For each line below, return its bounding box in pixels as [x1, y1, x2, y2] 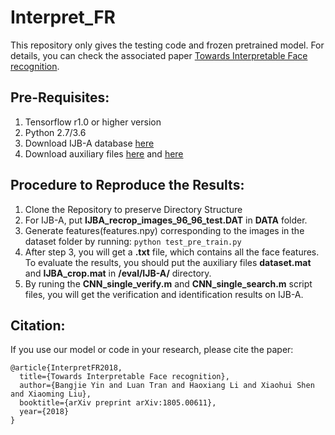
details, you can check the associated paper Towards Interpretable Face [10, 49, 308, 61]
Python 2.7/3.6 [24, 126, 87, 138]
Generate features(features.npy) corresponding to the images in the [24, 224, 305, 236]
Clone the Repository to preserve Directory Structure [24, 203, 243, 215]
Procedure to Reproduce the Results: [10, 177, 245, 194]
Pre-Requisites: [10, 89, 110, 106]
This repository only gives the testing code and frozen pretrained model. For [10, 39, 325, 51]
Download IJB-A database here [24, 137, 155, 149]
